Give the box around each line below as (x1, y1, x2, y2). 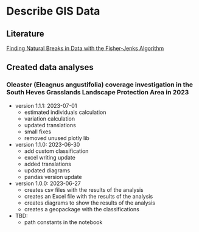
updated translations (24, 121, 76, 128)
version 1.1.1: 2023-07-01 (15, 102, 77, 109)
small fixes (24, 128, 52, 135)
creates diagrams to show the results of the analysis (24, 199, 155, 206)
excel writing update (24, 153, 76, 161)
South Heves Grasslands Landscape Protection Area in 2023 (6, 88, 189, 97)
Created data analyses (6, 62, 94, 72)
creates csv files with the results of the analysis (24, 186, 144, 193)
